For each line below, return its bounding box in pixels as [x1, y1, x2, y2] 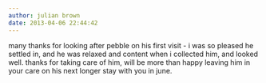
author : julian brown [8, 11, 81, 20]
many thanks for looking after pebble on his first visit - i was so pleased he [8, 40, 254, 50]
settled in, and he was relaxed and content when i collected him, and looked [8, 49, 258, 58]
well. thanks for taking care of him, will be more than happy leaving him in [8, 57, 251, 67]
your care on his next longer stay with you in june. [8, 66, 173, 75]
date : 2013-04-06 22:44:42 [8, 19, 98, 27]
